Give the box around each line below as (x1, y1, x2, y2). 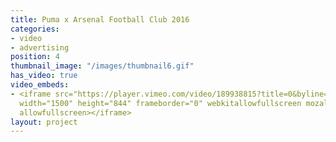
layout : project (10, 117, 78, 127)
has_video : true (10, 71, 78, 81)
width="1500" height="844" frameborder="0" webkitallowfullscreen (19, 98, 302, 108)
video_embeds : (10, 80, 70, 90)
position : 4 (10, 52, 60, 62)
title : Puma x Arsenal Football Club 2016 (10, 14, 190, 25)
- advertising (10, 42, 70, 53)
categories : (10, 24, 60, 34)
